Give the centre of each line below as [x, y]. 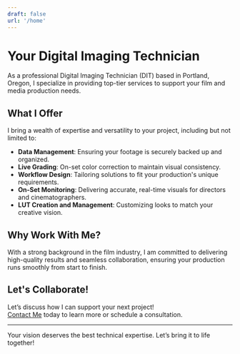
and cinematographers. [52, 198]
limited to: [22, 138]
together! [21, 343]
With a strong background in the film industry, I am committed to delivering [117, 252]
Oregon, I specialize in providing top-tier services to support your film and [116, 84]
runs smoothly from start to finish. [57, 268]
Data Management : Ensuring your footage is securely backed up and [120, 152]
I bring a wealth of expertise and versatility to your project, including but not [119, 131]
